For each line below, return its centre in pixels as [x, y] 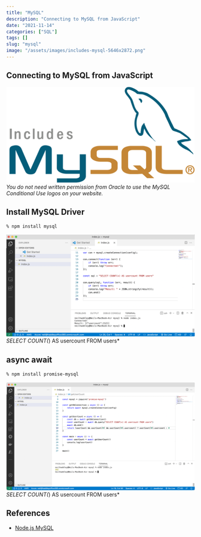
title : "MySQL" [25, 13]
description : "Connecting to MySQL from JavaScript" [73, 19]
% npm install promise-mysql [42, 374]
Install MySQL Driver [45, 212]
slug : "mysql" [24, 44]
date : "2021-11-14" [31, 25]
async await [29, 359]
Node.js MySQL [34, 527]
